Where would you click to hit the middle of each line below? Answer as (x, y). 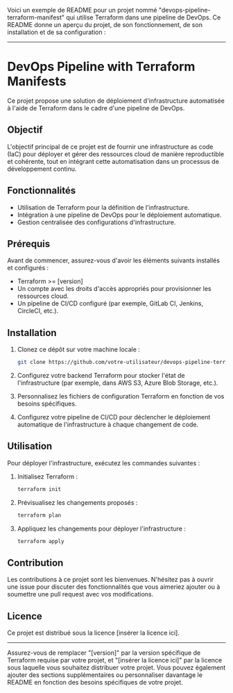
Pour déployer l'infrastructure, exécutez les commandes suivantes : (104, 463)
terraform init (39, 489)
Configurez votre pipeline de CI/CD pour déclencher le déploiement (114, 417)
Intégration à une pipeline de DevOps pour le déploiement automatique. (119, 215)
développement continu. (42, 169)
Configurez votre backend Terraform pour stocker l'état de (101, 376)
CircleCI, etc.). (38, 311)
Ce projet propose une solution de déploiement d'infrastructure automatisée (116, 101)
